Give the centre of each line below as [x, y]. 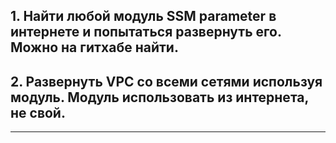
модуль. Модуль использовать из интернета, [159, 97]
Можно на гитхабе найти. [94, 47]
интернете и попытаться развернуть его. [146, 32]
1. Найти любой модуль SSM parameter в [143, 16]
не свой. [38, 112]
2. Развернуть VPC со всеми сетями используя [166, 81]
